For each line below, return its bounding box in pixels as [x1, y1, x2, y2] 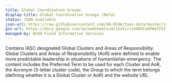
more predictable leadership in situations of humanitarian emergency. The [5, 56, 161, 62]
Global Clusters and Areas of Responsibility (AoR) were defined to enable [5, 50, 160, 57]
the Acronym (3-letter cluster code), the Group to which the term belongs [5, 67, 160, 73]
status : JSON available [5, 17, 56, 22]
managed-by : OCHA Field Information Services [5, 31, 104, 36]
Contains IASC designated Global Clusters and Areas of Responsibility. [5, 45, 155, 51]
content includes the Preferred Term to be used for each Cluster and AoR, [5, 62, 161, 67]
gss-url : [5, 26, 24, 32]
